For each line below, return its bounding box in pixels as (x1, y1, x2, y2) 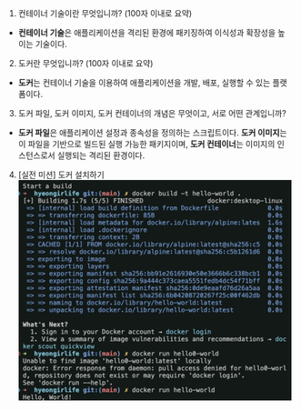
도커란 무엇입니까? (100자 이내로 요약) (17, 58, 154, 68)
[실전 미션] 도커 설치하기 (17, 169, 105, 180)
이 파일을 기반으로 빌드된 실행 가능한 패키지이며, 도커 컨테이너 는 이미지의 (17, 139, 276, 149)
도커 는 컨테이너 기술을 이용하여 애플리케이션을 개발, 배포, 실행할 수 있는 (17, 77, 271, 88)
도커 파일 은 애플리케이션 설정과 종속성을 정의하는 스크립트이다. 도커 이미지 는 (17, 127, 288, 138)
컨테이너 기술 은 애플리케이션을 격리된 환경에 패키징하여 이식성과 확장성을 (17, 27, 276, 38)
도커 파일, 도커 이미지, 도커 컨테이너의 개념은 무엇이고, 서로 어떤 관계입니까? (17, 108, 286, 118)
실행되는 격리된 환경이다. (57, 150, 145, 161)
